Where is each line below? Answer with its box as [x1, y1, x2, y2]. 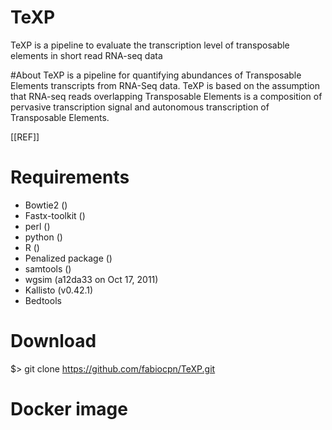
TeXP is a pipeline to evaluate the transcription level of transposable [10, 39, 290, 51]
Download [10, 330, 97, 353]
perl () [24, 220, 51, 232]
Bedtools [24, 294, 62, 306]
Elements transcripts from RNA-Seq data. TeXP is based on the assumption [10, 79, 320, 91]
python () [24, 231, 63, 243]
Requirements [10, 166, 130, 189]
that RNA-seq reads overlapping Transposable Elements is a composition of [10, 90, 323, 102]
